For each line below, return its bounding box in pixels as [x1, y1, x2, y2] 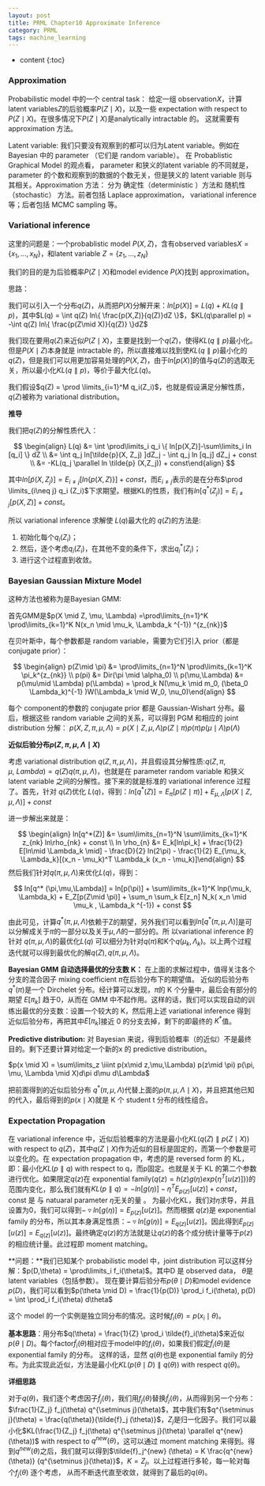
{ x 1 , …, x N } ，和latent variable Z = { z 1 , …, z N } [8, 248, 148, 260]
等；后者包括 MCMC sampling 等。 [8, 199, 122, 209]
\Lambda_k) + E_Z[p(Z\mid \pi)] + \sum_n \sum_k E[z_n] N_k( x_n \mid [18, 892, 247, 901]
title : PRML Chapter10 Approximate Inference [8, 19, 160, 27]
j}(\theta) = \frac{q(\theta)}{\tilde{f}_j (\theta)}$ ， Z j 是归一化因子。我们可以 [8, 1414, 250, 1426]
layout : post [8, 11, 51, 20]
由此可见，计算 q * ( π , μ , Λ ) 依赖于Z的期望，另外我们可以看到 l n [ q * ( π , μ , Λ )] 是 [8, 915, 246, 926]
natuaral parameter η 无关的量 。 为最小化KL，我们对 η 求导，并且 [46, 1195, 255, 1205]
